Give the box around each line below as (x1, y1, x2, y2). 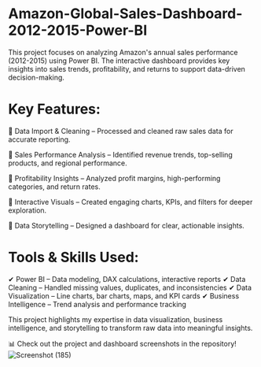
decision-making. (8, 72, 65, 82)
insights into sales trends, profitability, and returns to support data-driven (8, 64, 246, 73)
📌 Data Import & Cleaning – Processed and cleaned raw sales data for (8, 126, 233, 135)
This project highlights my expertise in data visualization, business (8, 314, 223, 324)
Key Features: (8, 100, 101, 118)
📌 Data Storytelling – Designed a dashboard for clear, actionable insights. (8, 221, 245, 230)
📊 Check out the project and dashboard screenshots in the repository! (8, 339, 237, 348)
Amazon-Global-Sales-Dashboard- (8, 5, 243, 23)
